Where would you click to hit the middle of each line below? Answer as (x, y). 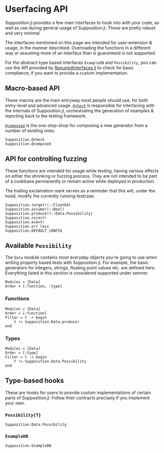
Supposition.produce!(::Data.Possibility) (49, 213)
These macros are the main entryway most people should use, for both (77, 100)
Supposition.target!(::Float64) (38, 205)
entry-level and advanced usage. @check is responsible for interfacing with (80, 105)
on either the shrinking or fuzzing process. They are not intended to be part (81, 176)
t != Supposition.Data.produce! (47, 322)
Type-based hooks (35, 381)
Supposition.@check (25, 139)
